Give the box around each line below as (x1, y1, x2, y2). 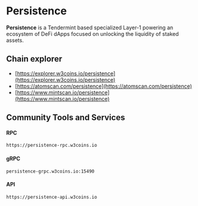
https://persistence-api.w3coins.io (6, 194, 97, 200)
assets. (6, 36, 24, 44)
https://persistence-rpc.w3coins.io (6, 142, 97, 149)
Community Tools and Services (6, 112, 125, 123)
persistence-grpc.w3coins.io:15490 (6, 168, 95, 174)
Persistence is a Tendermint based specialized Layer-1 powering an (6, 24, 174, 31)
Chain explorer (6, 54, 63, 64)
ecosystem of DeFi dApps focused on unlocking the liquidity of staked (6, 30, 179, 37)
